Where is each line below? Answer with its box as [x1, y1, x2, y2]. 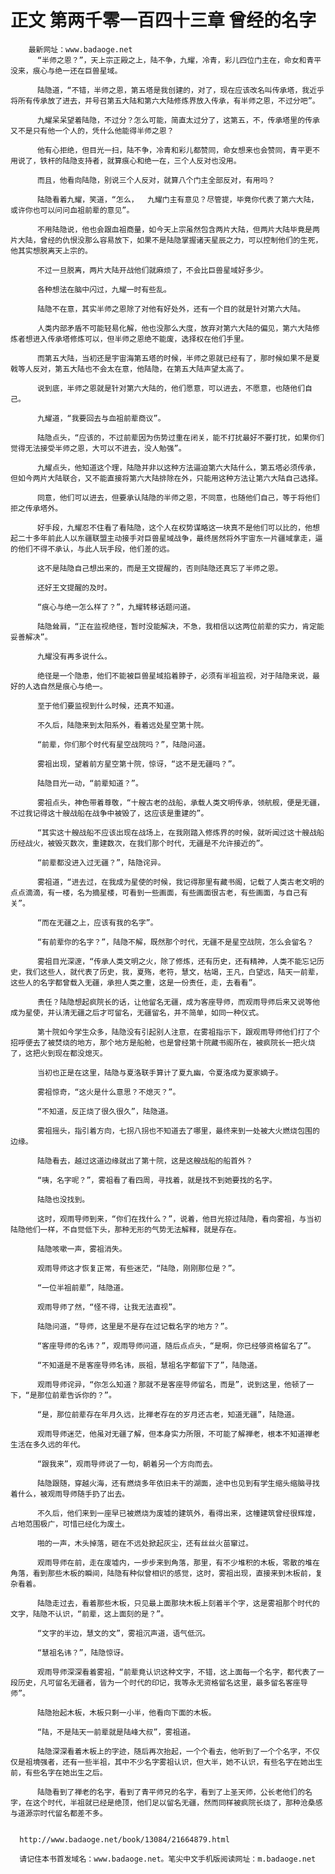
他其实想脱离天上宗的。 [10, 246, 93, 256]
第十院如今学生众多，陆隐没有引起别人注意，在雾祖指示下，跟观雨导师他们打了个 [36, 1027, 320, 1037]
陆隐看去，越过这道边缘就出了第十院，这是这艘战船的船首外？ [36, 1156, 253, 1166]
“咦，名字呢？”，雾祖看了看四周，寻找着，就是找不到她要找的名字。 [36, 1175, 277, 1185]
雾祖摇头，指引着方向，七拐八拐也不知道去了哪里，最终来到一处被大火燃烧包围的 [36, 1126, 320, 1136]
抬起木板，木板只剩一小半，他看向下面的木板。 [51, 1707, 217, 1718]
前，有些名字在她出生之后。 [10, 1767, 108, 1778]
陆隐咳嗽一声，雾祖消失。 [36, 1244, 127, 1254]
